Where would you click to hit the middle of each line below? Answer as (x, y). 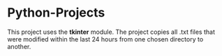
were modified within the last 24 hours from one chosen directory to (105, 39)
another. (19, 46)
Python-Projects (56, 13)
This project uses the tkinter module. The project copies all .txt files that (111, 32)
